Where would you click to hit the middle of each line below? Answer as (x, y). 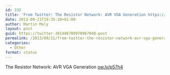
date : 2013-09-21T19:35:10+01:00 (40, 19)
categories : (18, 43)
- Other (18, 48)
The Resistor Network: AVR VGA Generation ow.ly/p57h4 (64, 67)
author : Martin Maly (27, 24)
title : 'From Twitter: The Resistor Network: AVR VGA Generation (75, 15)
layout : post (19, 29)
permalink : (17, 39)
